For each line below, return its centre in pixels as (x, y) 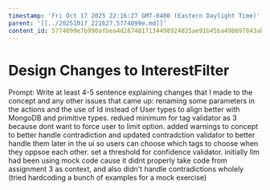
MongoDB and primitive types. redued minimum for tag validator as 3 (123, 118)
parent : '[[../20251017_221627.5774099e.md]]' (88, 23)
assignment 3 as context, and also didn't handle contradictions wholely (126, 169)
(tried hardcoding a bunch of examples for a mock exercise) (108, 178)
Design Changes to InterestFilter (119, 70)
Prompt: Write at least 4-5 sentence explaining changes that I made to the (131, 92)
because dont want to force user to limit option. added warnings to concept (133, 127)
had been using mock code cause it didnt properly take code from (118, 160)
